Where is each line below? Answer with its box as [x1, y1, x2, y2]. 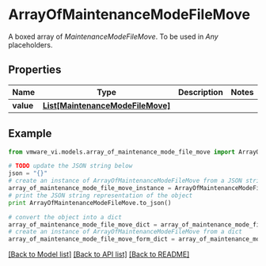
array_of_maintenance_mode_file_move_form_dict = [8, 235, 176, 243]
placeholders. [8, 40, 53, 49]
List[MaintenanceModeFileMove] [42, 100, 171, 111]
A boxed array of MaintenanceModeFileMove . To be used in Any [8, 32, 219, 41]
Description [177, 86, 223, 97]
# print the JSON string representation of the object [8, 192, 193, 199]
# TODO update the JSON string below [8, 162, 133, 170]
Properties [8, 63, 62, 77]
